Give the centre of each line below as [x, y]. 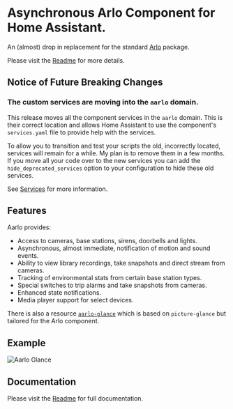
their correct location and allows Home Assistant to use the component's [112, 125]
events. [28, 256]
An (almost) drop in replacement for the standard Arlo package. [98, 47]
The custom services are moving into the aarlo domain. [103, 102]
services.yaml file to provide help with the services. [82, 132]
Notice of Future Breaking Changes [85, 83]
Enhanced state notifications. [59, 293]
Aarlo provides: [29, 227]
